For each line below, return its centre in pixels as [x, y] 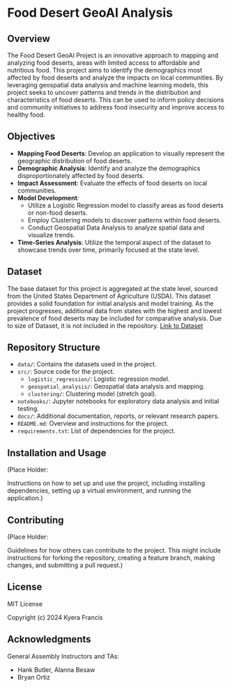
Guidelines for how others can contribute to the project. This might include [114, 551]
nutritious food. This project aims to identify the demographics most [105, 70]
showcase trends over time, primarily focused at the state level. [108, 250]
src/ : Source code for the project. [66, 372]
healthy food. [26, 114]
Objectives [31, 136]
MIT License [25, 604]
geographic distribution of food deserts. [75, 160]
